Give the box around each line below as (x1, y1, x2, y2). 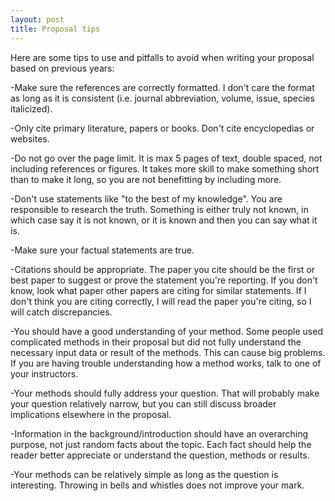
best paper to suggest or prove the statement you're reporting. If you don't (10, 274, 318, 286)
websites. (10, 132, 50, 145)
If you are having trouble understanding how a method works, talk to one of (10, 357, 322, 369)
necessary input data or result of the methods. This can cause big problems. (10, 346, 326, 358)
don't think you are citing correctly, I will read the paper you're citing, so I (10, 295, 312, 307)
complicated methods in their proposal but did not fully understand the (10, 336, 302, 348)
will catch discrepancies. (10, 306, 113, 318)
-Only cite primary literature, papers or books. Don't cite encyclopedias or (10, 122, 315, 134)
